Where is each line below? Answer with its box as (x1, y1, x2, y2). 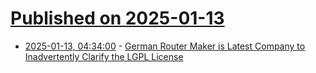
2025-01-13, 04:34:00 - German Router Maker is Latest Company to (24, 40, 306, 52)
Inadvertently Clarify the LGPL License (24, 50, 184, 62)
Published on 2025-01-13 (10, 7, 225, 30)
